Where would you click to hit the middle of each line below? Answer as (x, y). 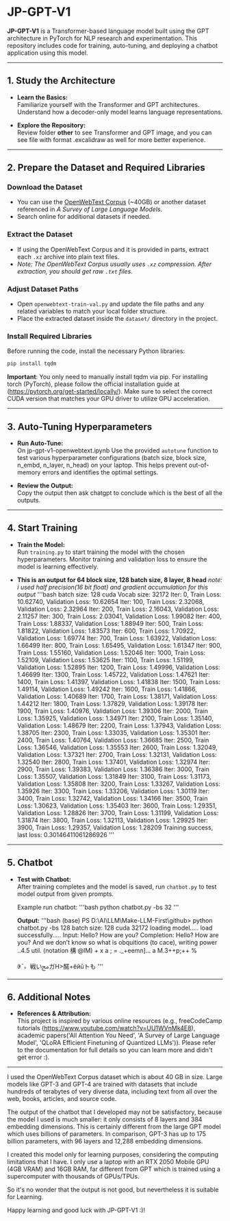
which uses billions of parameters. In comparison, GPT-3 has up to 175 (107, 1134)
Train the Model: (41, 544)
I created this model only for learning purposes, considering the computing (113, 1154)
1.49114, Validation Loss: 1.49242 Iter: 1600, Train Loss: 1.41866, (107, 689)
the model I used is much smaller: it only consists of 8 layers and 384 (105, 1120)
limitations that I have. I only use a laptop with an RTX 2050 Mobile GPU (108, 1162)
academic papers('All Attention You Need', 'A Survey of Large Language (118, 1035)
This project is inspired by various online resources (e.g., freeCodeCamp (119, 1021)
